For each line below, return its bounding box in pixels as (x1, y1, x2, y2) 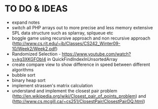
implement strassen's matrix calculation (11, 82, 93, 88)
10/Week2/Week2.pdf (11, 46, 56, 52)
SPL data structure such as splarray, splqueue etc (11, 30, 114, 36)
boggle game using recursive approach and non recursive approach (11, 35, 151, 41)
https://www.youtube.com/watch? (62, 51, 131, 57)
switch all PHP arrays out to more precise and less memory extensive (11, 24, 153, 30)
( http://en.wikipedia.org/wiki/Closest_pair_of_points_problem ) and (11, 93, 146, 99)
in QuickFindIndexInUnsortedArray (47, 56, 118, 62)
